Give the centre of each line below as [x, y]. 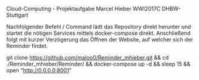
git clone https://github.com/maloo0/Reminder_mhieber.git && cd [87, 57]
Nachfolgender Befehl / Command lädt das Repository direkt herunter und [99, 27]
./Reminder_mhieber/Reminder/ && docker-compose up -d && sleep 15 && [98, 64]
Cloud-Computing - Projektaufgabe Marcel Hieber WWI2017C [83, 9]
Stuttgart [17, 15]
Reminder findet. [27, 46]
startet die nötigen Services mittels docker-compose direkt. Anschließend [99, 33]
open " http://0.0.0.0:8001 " [39, 70]
